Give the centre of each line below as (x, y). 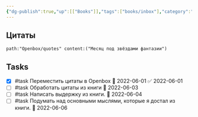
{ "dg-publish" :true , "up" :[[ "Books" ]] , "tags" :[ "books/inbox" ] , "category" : (99, 11)
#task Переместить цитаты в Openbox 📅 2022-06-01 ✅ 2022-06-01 (99, 81)
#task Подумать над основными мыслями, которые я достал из (95, 101)
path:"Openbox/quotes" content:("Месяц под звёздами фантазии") (87, 49)
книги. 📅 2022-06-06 (41, 108)
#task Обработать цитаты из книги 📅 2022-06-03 (76, 88)
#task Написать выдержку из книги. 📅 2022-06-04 (78, 94)
